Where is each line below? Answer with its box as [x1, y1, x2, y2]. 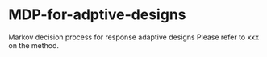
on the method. [8, 40, 59, 50]
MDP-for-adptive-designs [8, 6, 187, 24]
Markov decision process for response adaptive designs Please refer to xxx [8, 32, 260, 42]
